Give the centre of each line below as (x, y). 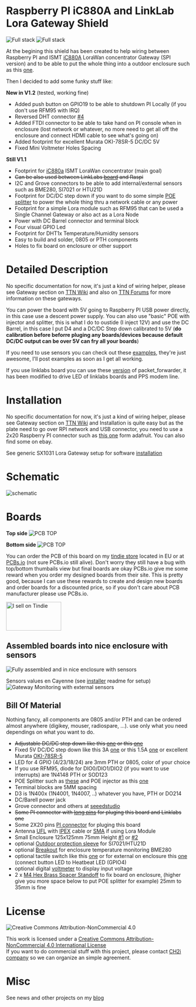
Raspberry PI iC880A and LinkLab (90, 11)
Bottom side (21, 544)
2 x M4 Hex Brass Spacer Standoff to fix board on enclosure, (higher (97, 875)
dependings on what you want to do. (50, 732)
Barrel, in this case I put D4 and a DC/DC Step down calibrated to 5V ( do (94, 329)
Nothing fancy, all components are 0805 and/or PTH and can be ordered (94, 720)
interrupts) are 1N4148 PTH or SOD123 (61, 775)
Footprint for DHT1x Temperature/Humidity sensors (77, 233)
